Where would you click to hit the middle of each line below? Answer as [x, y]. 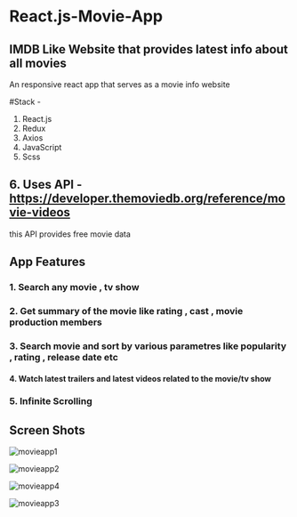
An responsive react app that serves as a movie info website [120, 85]
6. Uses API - [46, 185]
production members [56, 322]
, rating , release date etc [64, 357]
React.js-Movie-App [86, 16]
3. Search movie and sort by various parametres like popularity [148, 346]
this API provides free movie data [70, 234]
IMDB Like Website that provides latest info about [149, 49]
